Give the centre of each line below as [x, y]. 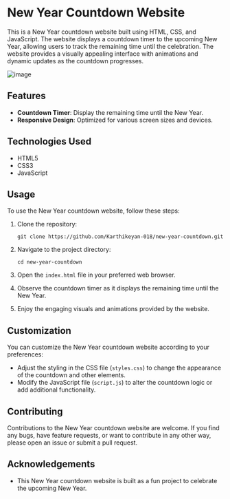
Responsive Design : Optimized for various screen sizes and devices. [115, 120]
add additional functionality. [56, 390]
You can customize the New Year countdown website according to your [108, 347]
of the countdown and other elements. [71, 375]
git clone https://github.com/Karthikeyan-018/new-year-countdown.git [120, 237]
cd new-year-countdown [49, 262]
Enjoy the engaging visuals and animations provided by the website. [113, 309]
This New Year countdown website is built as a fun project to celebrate [117, 480]
